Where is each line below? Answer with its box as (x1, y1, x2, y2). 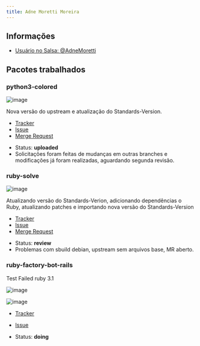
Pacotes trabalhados (6, 64, 86, 75)
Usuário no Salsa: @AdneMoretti (14, 47, 96, 54)
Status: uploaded (14, 144, 58, 151)
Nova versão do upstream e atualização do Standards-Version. (6, 108, 163, 115)
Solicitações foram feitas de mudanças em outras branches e (14, 150, 167, 158)
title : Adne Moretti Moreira (6, 8, 80, 15)
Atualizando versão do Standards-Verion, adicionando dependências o (6, 197, 182, 205)
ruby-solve (6, 172, 39, 181)
